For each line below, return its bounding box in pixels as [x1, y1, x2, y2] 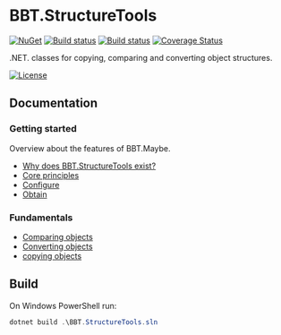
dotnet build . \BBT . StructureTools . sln [9, 317, 158, 327]
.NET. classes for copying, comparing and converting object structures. [9, 52, 273, 63]
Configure [21, 179, 60, 190]
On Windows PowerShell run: [9, 300, 117, 311]
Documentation [9, 96, 98, 111]
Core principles [21, 169, 80, 180]
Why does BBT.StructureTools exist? [21, 160, 157, 171]
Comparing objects [21, 231, 94, 242]
